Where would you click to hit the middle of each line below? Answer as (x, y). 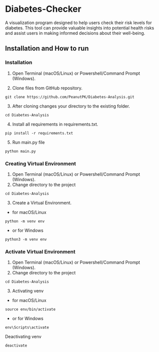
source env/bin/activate (30, 310)
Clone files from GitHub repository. (47, 88)
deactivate (16, 346)
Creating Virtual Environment (41, 163)
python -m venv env (25, 221)
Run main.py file (28, 142)
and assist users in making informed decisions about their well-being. (75, 33)
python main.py (21, 151)
